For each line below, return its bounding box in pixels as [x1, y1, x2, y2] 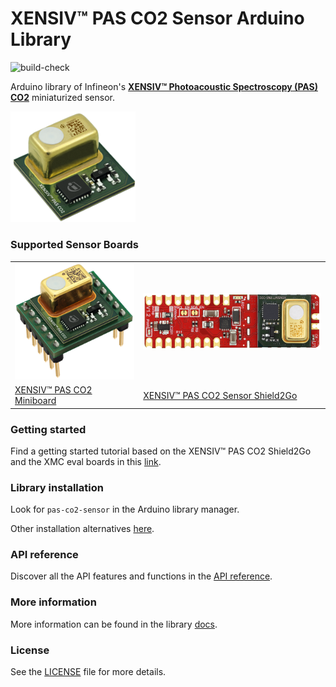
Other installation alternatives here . [10, 523, 155, 535]
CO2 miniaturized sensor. [10, 91, 115, 103]
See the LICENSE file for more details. [10, 666, 167, 678]
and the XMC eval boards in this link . [10, 455, 162, 467]
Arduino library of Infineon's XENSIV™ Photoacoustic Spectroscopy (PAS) [10, 80, 318, 92]
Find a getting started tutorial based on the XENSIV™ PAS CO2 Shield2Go [10, 445, 312, 457]
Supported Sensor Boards [10, 238, 139, 252]
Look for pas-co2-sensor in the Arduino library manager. [10, 503, 240, 516]
